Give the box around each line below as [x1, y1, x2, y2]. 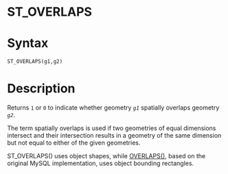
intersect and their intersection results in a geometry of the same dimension [7, 132, 222, 140]
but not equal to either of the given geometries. [7, 138, 141, 147]
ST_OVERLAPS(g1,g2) [7, 58, 63, 65]
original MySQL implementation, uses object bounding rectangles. [7, 159, 194, 168]
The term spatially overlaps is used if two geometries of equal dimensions [7, 124, 216, 132]
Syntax [7, 36, 49, 51]
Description [7, 81, 76, 97]
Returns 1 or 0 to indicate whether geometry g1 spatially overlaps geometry [7, 103, 220, 112]
